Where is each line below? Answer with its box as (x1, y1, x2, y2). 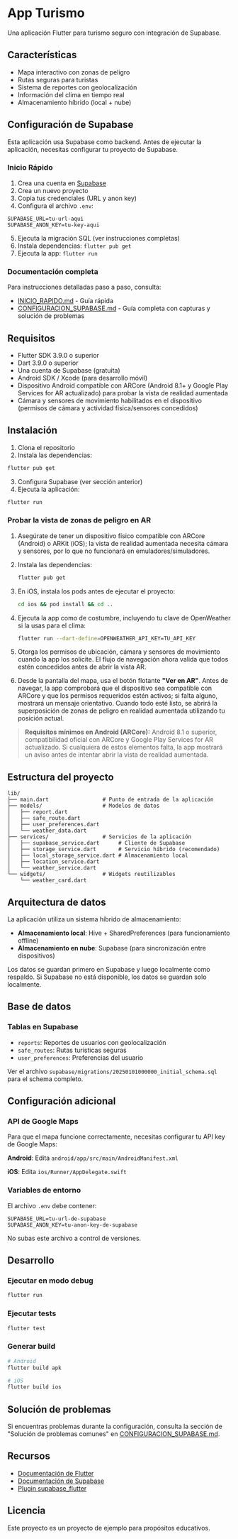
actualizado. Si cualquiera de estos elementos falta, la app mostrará (24, 743, 223, 752)
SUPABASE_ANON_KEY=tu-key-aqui (7, 221, 100, 229)
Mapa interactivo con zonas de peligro (17, 67, 130, 76)
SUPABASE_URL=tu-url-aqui (7, 215, 84, 222)
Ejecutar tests (7, 1308, 57, 1318)
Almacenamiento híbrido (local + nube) (17, 98, 132, 106)
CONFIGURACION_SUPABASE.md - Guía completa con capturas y (17, 304, 210, 313)
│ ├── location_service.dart (7, 858, 100, 865)
